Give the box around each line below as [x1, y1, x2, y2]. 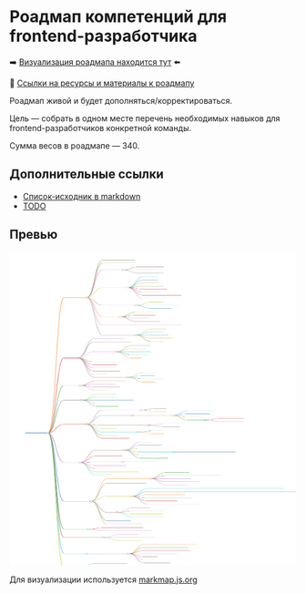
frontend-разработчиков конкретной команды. [9, 122, 192, 133]
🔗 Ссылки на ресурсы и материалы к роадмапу [9, 77, 195, 88]
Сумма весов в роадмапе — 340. [9, 139, 140, 151]
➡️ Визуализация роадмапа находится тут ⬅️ [9, 56, 180, 67]
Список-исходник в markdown [22, 190, 141, 201]
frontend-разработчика [9, 26, 198, 46]
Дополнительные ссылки [9, 167, 164, 182]
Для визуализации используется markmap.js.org [9, 574, 198, 585]
